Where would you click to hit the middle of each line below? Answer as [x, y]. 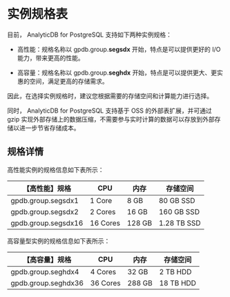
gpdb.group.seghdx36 [47, 282]
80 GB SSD [177, 200]
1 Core [101, 200]
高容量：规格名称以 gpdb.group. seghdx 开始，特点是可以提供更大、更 [117, 73]
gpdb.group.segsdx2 [45, 211]
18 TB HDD [178, 282]
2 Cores [103, 211]
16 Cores [105, 223]
